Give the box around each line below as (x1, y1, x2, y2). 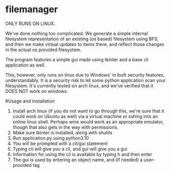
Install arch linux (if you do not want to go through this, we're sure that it (12, 108, 164, 114)
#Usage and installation (5, 98, 55, 104)
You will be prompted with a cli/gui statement (12, 140, 108, 146)
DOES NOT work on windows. (5, 88, 68, 94)
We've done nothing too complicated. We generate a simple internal (5, 30, 148, 36)
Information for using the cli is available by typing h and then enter (12, 151, 152, 157)
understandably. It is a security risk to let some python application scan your (5, 77, 166, 83)
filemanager (5, 4, 58, 15)
